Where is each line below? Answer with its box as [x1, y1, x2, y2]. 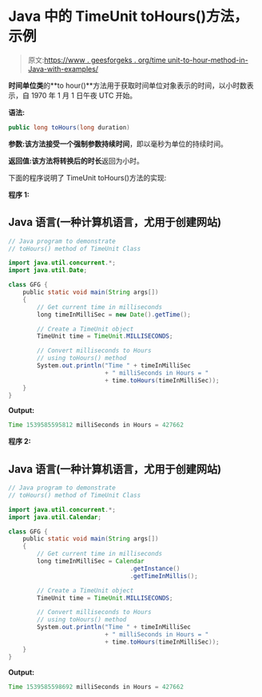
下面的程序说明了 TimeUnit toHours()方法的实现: [8, 172, 167, 182]
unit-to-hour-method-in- [167, 55, 249, 65]
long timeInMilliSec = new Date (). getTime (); [37, 311, 192, 319]
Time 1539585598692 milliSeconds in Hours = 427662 [8, 683, 184, 691]
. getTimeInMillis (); [129, 572, 198, 580]
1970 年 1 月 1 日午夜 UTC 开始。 [30, 90, 137, 100]
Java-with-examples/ [27, 64, 98, 73]
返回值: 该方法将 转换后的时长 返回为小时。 [8, 156, 144, 165]
